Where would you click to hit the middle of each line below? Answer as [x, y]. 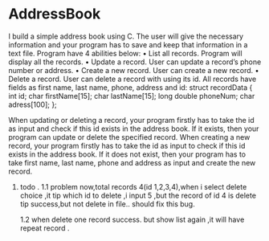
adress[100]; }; [33, 104]
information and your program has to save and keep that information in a [128, 44]
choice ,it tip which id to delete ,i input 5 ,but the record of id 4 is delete [138, 195]
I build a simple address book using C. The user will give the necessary [126, 36]
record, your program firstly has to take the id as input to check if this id [127, 145]
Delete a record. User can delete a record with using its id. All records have [132, 79]
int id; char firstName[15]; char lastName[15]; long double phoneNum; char [132, 96]
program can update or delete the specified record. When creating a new [129, 137]
